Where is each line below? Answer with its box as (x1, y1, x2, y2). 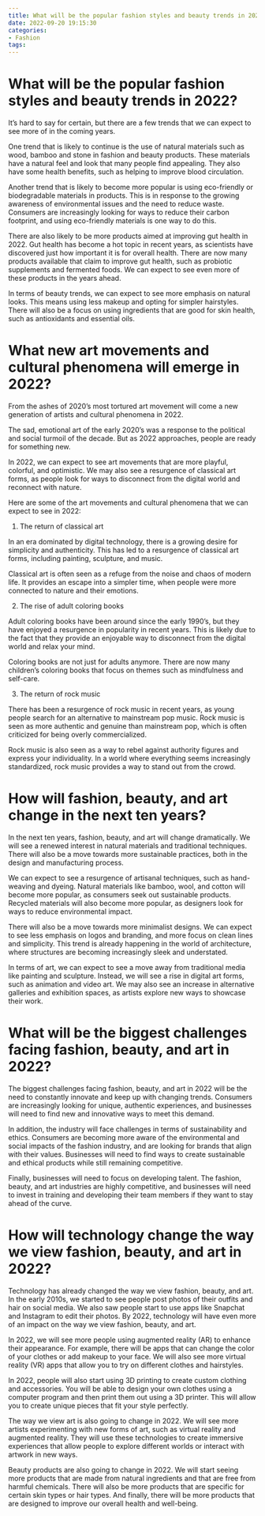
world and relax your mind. (8, 642, 95, 651)
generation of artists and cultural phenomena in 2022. (8, 410, 184, 419)
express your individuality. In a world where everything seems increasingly (8, 753, 251, 763)
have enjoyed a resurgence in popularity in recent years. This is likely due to (8, 625, 256, 634)
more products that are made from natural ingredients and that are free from (8, 1473, 256, 1483)
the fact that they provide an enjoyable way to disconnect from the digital (8, 634, 246, 642)
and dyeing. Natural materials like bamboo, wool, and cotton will (37, 881, 246, 891)
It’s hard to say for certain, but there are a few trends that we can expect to (8, 118, 252, 127)
